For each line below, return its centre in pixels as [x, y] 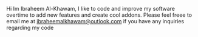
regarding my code [30, 27]
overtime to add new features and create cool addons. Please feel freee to [99, 15]
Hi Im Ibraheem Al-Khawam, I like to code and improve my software [90, 9]
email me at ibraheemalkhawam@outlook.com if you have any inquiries [95, 21]
